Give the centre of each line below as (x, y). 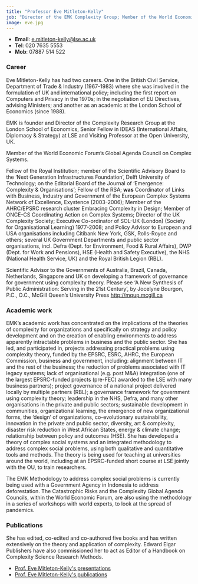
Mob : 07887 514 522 (40, 52)
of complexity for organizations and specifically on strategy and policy (92, 329)
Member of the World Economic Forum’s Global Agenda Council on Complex (99, 153)
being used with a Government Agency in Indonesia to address (82, 485)
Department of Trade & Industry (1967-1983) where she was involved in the (98, 86)
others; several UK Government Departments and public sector (82, 239)
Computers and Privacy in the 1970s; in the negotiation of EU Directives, (93, 99)
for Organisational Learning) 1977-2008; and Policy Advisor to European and (99, 227)
